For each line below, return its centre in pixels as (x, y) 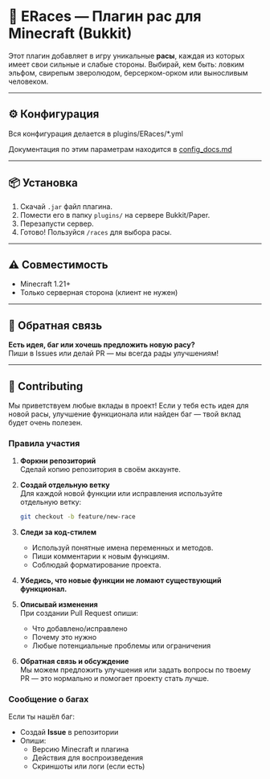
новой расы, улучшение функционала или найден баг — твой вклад (125, 414)
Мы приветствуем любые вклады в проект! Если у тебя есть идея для (129, 406)
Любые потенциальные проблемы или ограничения (121, 646)
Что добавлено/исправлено (80, 629)
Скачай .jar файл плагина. (66, 206)
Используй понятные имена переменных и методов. (123, 548)
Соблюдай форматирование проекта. (97, 565)
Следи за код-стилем (58, 532)
